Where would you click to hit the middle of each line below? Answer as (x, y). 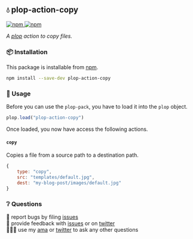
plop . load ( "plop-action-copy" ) (45, 118)
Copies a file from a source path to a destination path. (72, 155)
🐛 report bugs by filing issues (42, 217)
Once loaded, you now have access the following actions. (77, 129)
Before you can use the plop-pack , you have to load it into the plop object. (97, 107)
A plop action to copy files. (39, 36)
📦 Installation (27, 52)
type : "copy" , (34, 172)
